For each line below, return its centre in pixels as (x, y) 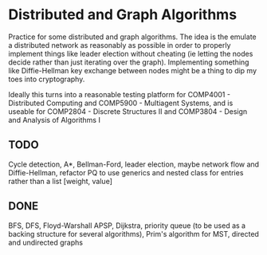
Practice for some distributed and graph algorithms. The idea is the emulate (132, 37)
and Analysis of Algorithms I (55, 120)
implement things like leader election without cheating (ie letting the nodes (131, 53)
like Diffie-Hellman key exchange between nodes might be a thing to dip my (133, 70)
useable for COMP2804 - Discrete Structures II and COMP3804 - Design (128, 111)
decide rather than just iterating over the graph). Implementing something (129, 62)
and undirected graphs (46, 242)
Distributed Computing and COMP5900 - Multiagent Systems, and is (121, 103)
